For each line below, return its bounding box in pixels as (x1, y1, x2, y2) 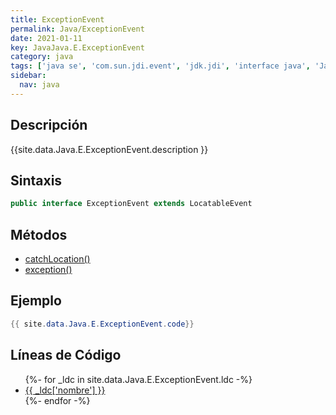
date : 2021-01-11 (10, 33, 83, 43)
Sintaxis (10, 172, 63, 189)
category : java (10, 52, 74, 62)
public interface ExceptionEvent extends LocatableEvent (10, 199, 253, 209)
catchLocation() (24, 253, 91, 265)
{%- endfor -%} (24, 394, 91, 406)
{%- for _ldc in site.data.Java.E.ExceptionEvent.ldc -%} (24, 373, 253, 385)
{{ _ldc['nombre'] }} (24, 384, 106, 396)
